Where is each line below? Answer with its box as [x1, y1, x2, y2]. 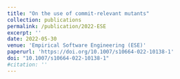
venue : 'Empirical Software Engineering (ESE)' [7, 42, 147, 49]
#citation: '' [7, 61, 48, 68]
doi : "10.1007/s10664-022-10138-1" [7, 55, 110, 62]
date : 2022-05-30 [7, 36, 57, 43]
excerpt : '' [7, 29, 41, 36]
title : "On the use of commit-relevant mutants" [7, 10, 150, 17]
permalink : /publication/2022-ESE [7, 23, 107, 30]
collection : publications [7, 16, 81, 23]
